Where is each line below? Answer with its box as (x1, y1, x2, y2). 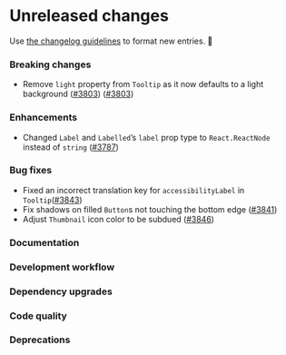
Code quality (9, 310, 68, 322)
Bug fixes (9, 164, 53, 177)
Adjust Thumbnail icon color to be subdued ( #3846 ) (22, 213, 215, 224)
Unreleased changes (9, 5, 170, 26)
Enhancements (9, 111, 78, 123)
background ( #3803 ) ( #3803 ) (22, 88, 134, 100)
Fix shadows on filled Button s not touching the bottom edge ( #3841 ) (22, 203, 278, 214)
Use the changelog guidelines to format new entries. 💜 (9, 35, 213, 46)
